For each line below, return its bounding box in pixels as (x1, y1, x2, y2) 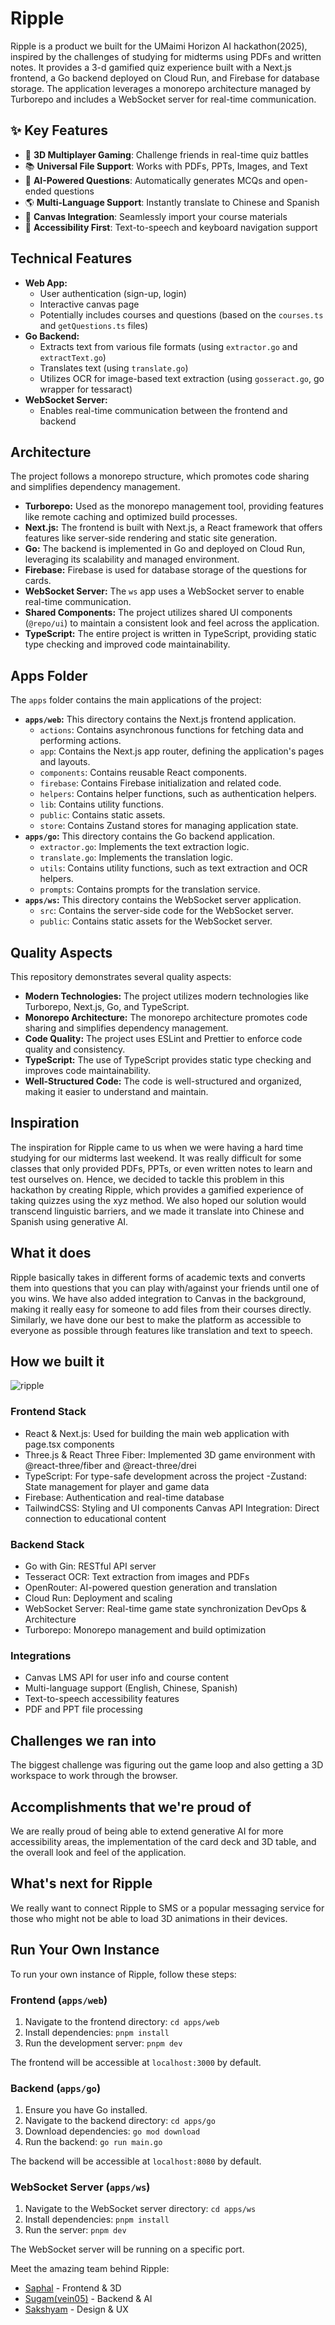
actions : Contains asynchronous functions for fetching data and (39, 724, 304, 736)
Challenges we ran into (10, 1732, 157, 1749)
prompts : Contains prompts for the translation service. (39, 883, 261, 896)
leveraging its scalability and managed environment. (24, 553, 240, 566)
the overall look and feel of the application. (10, 1846, 187, 1858)
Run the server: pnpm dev (24, 2224, 127, 2236)
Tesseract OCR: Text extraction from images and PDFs (24, 1571, 250, 1583)
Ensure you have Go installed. (24, 2104, 148, 2116)
